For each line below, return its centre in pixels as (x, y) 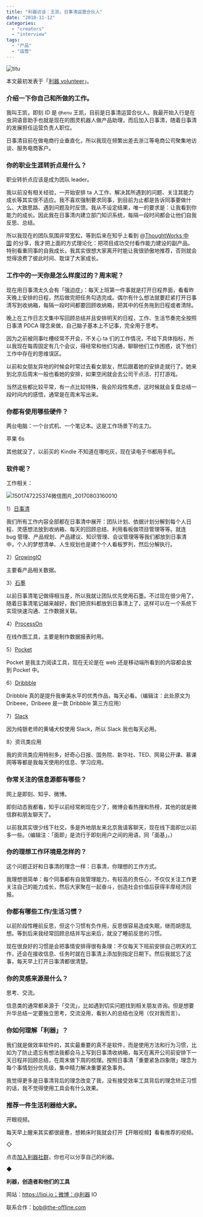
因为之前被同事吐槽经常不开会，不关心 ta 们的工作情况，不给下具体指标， (98, 338)
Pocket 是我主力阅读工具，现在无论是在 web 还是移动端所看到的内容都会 (97, 662)
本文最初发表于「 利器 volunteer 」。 (49, 81)
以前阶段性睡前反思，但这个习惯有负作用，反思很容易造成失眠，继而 (91, 926)
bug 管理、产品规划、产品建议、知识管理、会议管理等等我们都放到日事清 (97, 537)
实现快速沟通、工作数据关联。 (43, 611)
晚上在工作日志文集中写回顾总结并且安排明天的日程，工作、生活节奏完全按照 (101, 318)
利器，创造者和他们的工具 (38, 1182)
